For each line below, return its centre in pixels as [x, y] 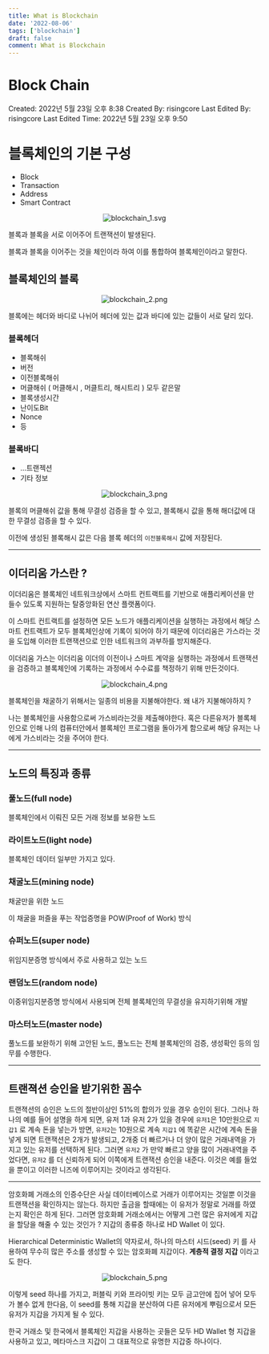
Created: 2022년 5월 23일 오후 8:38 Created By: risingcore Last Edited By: [130, 108]
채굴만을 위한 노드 [36, 901]
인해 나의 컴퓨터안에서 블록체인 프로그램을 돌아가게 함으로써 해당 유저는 [141, 728]
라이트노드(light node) [50, 840]
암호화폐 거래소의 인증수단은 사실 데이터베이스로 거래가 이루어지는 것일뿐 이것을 [132, 1194]
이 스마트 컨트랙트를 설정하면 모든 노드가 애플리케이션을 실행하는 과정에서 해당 [130, 621]
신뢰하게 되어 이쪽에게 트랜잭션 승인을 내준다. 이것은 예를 [154, 1160]
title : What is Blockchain [53, 16]
